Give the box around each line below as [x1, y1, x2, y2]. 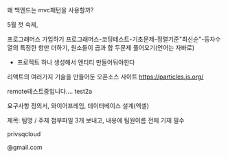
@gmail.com [7, 143, 43, 151]
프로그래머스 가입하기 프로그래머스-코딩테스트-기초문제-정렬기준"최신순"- [7, 35, 205, 43]
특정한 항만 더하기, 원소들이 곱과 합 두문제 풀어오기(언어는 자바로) [19, 44, 195, 51]
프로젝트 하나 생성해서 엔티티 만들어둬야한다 [16, 58, 135, 66]
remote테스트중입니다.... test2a [7, 88, 93, 95]
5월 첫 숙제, [7, 21, 38, 29]
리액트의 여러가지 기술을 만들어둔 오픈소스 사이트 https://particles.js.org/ [7, 73, 204, 81]
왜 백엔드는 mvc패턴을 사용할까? [7, 6, 94, 14]
